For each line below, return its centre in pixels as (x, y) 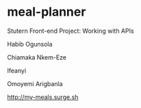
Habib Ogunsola (30, 44)
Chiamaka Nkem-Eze (37, 57)
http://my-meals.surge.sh (43, 97)
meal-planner (47, 12)
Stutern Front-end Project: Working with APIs (71, 31)
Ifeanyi (17, 70)
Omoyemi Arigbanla (35, 83)
